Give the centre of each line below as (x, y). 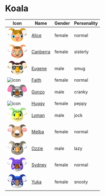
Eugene (39, 68)
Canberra (41, 52)
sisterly (81, 52)
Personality (86, 23)
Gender (62, 23)
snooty (81, 182)
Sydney (39, 165)
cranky (81, 92)
